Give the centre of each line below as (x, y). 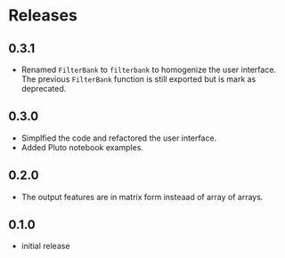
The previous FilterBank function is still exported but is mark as (138, 79)
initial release (45, 246)
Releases (43, 16)
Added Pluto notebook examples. (82, 147)
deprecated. (44, 89)
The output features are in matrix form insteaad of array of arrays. (142, 197)
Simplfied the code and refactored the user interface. (119, 138)
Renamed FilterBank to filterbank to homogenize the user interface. (149, 69)
